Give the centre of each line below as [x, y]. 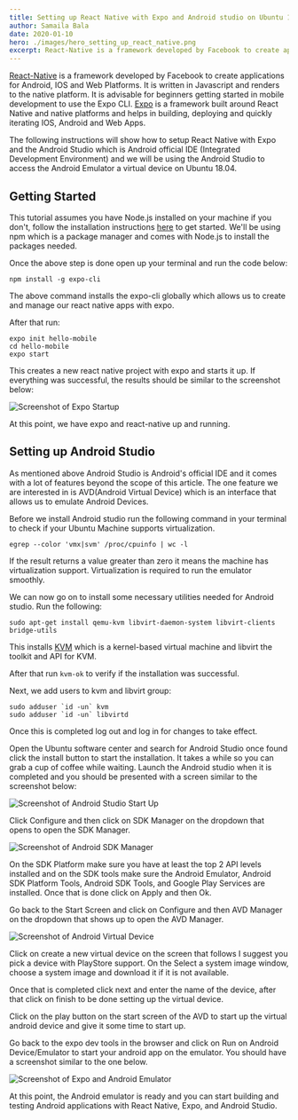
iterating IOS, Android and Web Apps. [78, 123]
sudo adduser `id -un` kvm [59, 706]
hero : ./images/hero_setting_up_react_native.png [103, 42]
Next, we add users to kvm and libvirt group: [90, 690]
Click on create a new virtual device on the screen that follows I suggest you [149, 953]
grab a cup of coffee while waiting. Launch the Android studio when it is [141, 767]
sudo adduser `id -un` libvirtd [69, 714]
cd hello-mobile [39, 346]
